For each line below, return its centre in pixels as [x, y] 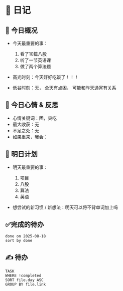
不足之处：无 [26, 130]
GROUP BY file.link [26, 284]
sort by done [19, 241]
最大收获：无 [26, 124]
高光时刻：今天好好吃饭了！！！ [45, 77]
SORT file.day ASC [24, 280]
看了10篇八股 [33, 54]
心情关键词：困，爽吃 [34, 118]
